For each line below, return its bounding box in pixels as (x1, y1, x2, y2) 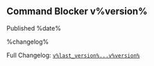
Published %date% (6, 24, 62, 32)
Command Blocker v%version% (6, 6, 148, 17)
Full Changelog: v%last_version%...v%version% (6, 51, 140, 59)
